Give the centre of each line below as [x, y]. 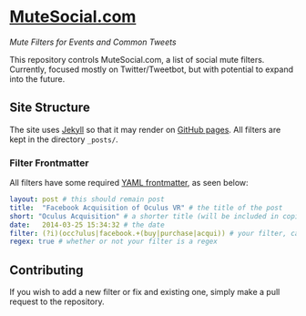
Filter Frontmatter [49, 163]
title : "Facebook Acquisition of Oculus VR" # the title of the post [146, 208]
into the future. [37, 78]
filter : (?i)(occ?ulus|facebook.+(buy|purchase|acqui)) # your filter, [148, 233]
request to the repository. [57, 301]
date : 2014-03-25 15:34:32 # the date [87, 225]
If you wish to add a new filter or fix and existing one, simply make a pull [145, 292]
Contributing [46, 270]
